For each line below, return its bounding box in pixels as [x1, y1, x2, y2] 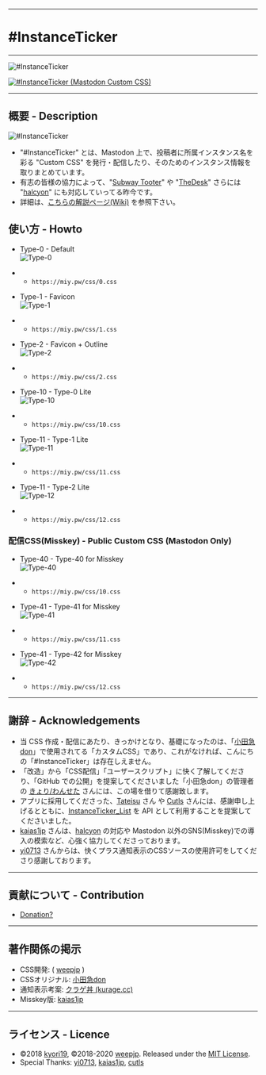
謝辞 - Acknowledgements [8, 714, 141, 728]
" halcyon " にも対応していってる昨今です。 [19, 187, 157, 197]
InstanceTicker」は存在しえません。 [38, 756, 156, 766]
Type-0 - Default [19, 244, 75, 254]
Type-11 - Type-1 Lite [19, 434, 89, 444]
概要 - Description [8, 109, 98, 123]
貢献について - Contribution [8, 889, 145, 902]
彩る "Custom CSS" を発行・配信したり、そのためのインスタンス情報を [19, 157, 252, 167]
